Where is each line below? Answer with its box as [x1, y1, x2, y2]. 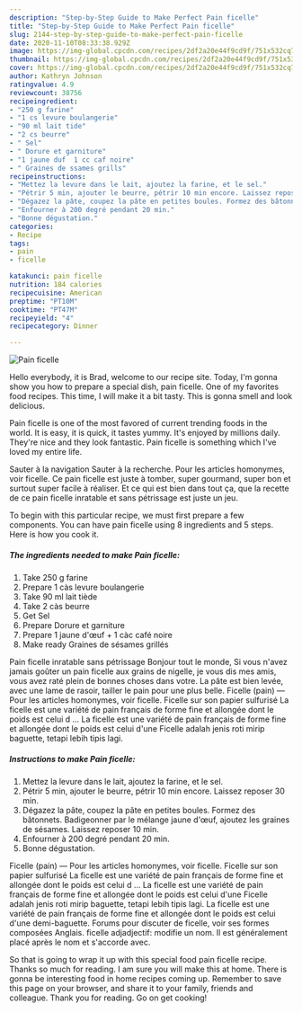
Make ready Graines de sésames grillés [22, 639, 169, 650]
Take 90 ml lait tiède [22, 591, 98, 602]
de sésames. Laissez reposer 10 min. [22, 824, 159, 835]
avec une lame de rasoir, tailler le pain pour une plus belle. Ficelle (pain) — [9, 685, 286, 697]
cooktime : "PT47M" [9, 305, 78, 315]
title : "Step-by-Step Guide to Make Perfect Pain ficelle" [9, 22, 235, 31]
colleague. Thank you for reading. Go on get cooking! [9, 992, 208, 1003]
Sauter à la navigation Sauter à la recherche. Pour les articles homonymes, [9, 464, 286, 475]
